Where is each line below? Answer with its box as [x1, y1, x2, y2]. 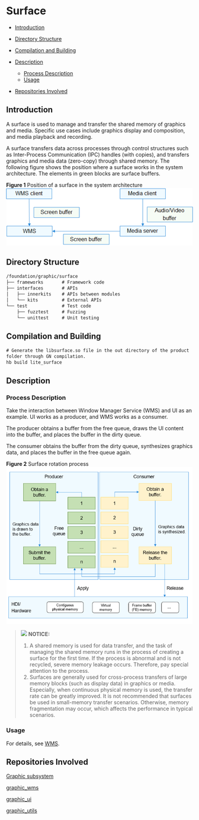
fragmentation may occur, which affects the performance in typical [29, 705, 193, 713]
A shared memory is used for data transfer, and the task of [29, 642, 173, 649]
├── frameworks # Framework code [6, 279, 105, 285]
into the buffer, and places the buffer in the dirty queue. [6, 431, 142, 438]
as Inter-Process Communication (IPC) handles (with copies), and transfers [6, 151, 190, 158]
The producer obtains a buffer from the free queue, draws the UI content [6, 424, 184, 431]
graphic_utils [6, 807, 37, 814]
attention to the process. [29, 668, 90, 675]
